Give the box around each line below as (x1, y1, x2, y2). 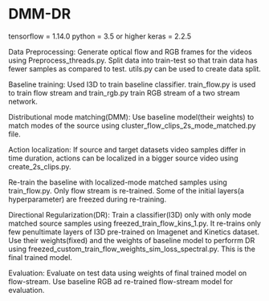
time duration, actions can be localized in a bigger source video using (8, 153, 238, 163)
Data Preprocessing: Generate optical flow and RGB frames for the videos (8, 47, 253, 56)
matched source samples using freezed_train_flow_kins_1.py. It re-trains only (8, 218, 261, 228)
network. (8, 96, 39, 106)
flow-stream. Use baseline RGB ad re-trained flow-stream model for (8, 276, 233, 286)
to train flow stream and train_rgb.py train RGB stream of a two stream (8, 87, 241, 97)
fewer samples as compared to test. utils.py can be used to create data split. (8, 63, 261, 73)
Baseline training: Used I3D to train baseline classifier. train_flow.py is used (8, 79, 256, 89)
